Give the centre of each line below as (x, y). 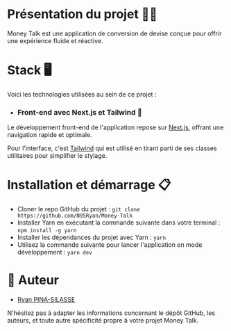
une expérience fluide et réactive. (55, 40)
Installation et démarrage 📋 (89, 185)
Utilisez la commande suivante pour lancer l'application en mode (110, 245)
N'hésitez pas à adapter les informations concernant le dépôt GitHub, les (111, 313)
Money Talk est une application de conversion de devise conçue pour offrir (114, 33)
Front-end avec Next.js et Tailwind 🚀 (79, 112)
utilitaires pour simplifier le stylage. (57, 156)
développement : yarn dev (54, 252)
